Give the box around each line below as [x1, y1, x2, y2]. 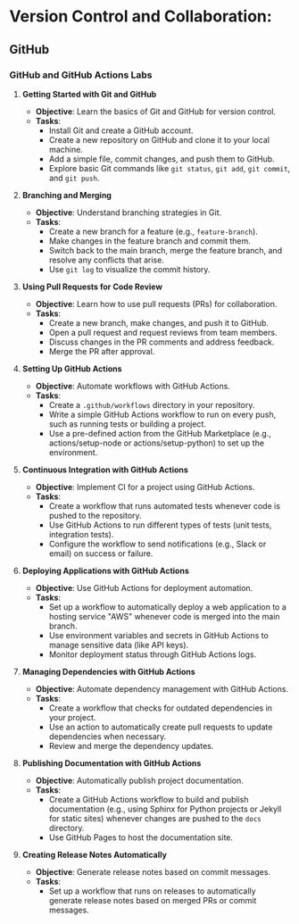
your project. [48, 712, 96, 722]
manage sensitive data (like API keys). [48, 639, 189, 650]
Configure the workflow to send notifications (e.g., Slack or [48, 538, 267, 549]
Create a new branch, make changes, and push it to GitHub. [48, 317, 270, 328]
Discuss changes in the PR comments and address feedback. [48, 337, 275, 347]
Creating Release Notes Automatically [21, 849, 168, 860]
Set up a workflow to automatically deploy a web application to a [48, 601, 287, 612]
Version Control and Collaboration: [9, 6, 272, 27]
